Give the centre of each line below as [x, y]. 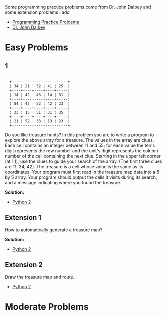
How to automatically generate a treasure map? [54, 230]
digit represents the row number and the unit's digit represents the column [82, 151]
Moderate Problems [47, 306]
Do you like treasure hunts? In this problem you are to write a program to [80, 135]
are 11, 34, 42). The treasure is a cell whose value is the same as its [74, 166]
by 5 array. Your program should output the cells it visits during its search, [81, 177]
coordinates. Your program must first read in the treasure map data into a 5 [82, 172]
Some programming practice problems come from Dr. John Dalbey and [78, 7]
